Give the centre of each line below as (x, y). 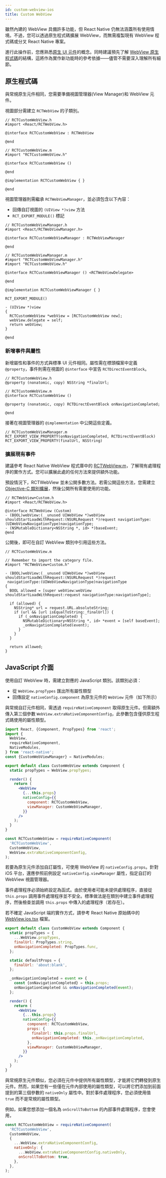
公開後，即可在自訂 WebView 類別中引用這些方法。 (57, 542)
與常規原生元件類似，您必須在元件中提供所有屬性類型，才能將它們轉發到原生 (83, 1080)
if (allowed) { (25, 604)
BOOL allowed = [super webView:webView (51, 590)
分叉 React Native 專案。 (43, 41)
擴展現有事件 (21, 454)
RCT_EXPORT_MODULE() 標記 (38, 216)
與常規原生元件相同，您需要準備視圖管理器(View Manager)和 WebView (77, 94)
